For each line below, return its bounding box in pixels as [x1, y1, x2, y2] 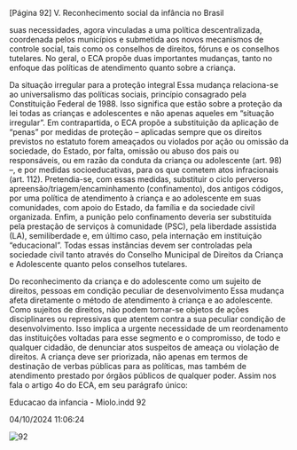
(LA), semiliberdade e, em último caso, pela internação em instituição [9, 231, 262, 241]
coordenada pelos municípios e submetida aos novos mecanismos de [9, 35, 264, 44]
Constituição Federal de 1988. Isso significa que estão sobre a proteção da [9, 99, 283, 109]
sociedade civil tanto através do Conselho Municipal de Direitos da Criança [9, 249, 284, 260]
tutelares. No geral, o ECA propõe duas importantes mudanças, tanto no [9, 53, 273, 63]
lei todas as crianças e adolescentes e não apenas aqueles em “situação [9, 108, 275, 118]
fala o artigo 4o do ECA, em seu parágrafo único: [9, 380, 188, 390]
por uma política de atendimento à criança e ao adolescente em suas [9, 193, 262, 203]
